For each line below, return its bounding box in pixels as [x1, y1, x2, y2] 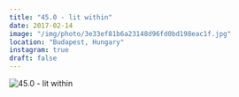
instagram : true [9, 46, 69, 55]
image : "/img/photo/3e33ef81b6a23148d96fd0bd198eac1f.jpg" [9, 29, 232, 38]
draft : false [9, 54, 58, 63]
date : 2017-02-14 [9, 21, 73, 30]
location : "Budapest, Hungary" [9, 37, 125, 47]
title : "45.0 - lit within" [9, 12, 113, 22]
